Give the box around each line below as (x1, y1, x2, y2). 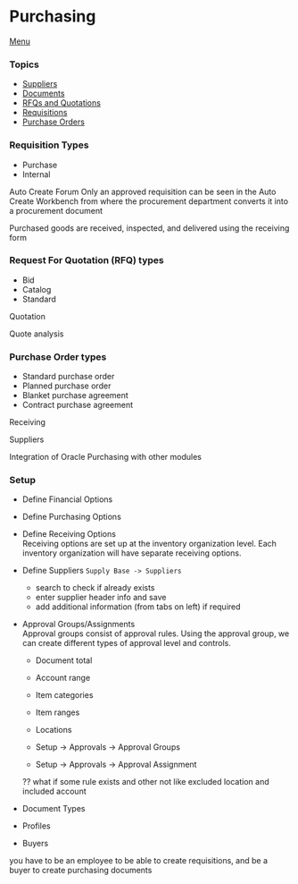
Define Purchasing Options (21, 512, 122, 523)
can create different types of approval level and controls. (21, 638, 232, 649)
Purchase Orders (21, 116, 85, 127)
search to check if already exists (35, 582, 155, 593)
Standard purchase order (21, 371, 115, 382)
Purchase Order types (9, 351, 107, 363)
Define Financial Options (21, 494, 113, 505)
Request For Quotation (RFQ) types (9, 254, 164, 267)
